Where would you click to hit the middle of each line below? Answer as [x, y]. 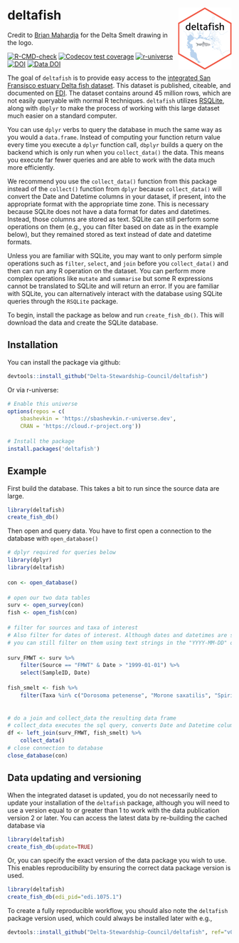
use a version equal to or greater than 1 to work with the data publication [113, 810]
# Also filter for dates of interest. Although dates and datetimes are [117, 635]
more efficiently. [31, 167]
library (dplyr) [30, 560]
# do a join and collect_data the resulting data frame [92, 718]
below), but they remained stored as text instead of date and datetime [110, 234]
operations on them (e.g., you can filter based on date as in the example [113, 226]
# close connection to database [55, 748]
